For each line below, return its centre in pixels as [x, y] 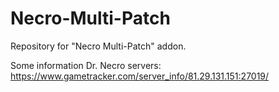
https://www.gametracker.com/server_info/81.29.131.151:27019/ [140, 76]
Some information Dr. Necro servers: [86, 65]
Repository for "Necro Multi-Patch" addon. [98, 46]
